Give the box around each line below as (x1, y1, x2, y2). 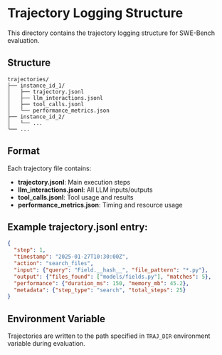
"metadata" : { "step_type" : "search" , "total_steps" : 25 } (14, 287, 186, 294)
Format (7, 145, 41, 158)
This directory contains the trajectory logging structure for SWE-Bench (7, 29, 216, 37)
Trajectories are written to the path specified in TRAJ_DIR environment (7, 331, 211, 340)
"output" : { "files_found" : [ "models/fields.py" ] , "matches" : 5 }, (14, 273, 212, 280)
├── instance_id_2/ (7, 113, 65, 120)
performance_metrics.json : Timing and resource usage (17, 200, 183, 209)
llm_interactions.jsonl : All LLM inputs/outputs (17, 185, 153, 194)
